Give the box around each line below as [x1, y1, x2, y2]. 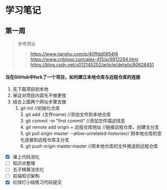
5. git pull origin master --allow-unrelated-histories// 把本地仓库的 [20, 130, 157, 137]
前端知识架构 [12, 173, 40, 179]
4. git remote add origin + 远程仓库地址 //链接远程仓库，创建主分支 [20, 124, 159, 130]
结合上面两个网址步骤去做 [12, 99, 66, 105]
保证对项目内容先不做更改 [12, 92, 66, 99]
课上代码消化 [12, 154, 40, 160]
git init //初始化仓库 [20, 105, 60, 111]
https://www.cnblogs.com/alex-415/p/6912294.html [30, 56, 139, 62]
